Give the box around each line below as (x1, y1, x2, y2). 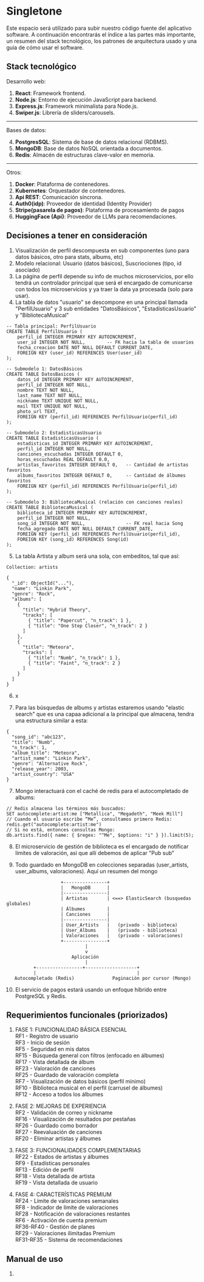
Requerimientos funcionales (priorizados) (6, 1010, 168, 1020)
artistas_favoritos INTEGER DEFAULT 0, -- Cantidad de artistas (17, 462, 189, 468)
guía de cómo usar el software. (6, 44, 84, 51)
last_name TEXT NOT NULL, (17, 392, 83, 398)
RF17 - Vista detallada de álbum (15, 1058, 95, 1066)
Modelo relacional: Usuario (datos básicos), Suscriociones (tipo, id (15, 259, 182, 267)
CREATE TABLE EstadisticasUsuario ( (6, 435, 99, 441)
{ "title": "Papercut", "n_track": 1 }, (28, 617, 132, 624)
